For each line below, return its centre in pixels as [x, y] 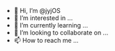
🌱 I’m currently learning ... [51, 25]
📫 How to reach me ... [46, 40]
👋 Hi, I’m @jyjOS [37, 11]
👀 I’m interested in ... [43, 18]
